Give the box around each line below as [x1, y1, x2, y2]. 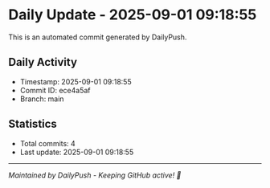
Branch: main [19, 94, 64, 104]
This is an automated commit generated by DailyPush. [8, 32, 187, 42]
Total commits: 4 [19, 138, 76, 148]
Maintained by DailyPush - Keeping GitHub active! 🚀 [8, 170, 182, 180]
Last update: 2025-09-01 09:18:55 [19, 147, 134, 157]
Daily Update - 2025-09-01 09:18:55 [8, 6, 257, 24]
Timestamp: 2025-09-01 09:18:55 [19, 76, 132, 86]
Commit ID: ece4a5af [19, 85, 91, 95]
